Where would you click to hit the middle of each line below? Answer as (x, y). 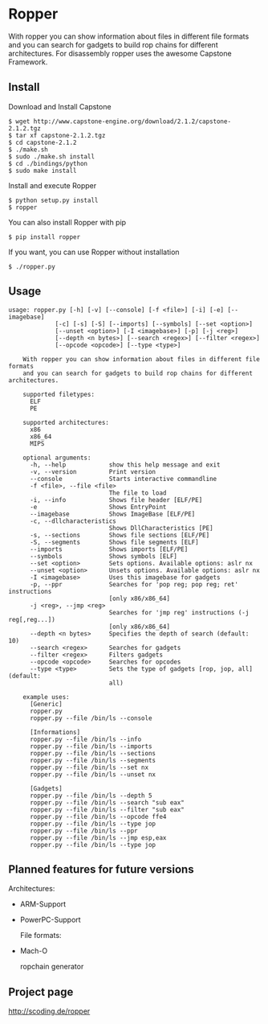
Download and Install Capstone (60, 106)
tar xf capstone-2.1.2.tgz (61, 135)
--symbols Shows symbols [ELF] (104, 556)
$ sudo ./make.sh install (51, 156)
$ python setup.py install (53, 200)
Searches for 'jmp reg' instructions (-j (179, 612)
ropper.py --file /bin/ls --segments (93, 760)
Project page (41, 991)
